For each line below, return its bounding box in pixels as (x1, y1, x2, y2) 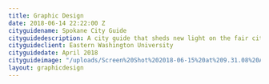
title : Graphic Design (8, 11, 84, 20)
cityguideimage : (8, 57, 62, 65)
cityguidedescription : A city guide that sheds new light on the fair (8, 34, 249, 42)
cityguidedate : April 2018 (8, 49, 98, 57)
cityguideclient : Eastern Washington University (8, 42, 174, 50)
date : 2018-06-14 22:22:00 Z (8, 19, 106, 27)
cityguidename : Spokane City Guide (8, 26, 127, 34)
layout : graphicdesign (8, 64, 84, 72)
